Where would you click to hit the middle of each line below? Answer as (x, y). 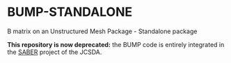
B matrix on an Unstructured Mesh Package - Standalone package (102, 31)
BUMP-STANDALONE (70, 12)
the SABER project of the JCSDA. (55, 52)
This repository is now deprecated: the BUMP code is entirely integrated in (116, 44)
